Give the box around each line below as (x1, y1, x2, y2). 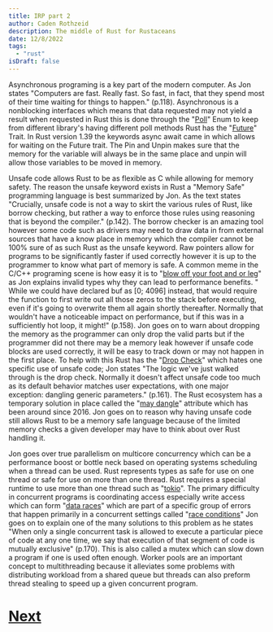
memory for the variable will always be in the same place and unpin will (8, 148, 247, 159)
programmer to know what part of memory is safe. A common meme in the (8, 260, 258, 270)
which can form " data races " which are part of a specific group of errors (8, 500, 252, 510)
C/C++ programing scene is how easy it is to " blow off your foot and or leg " (8, 268, 262, 278)
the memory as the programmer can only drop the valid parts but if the (8, 329, 245, 339)
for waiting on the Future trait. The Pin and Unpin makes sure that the (8, 140, 240, 150)
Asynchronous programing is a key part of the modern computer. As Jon (8, 79, 252, 90)
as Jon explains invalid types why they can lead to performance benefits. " (8, 277, 258, 287)
